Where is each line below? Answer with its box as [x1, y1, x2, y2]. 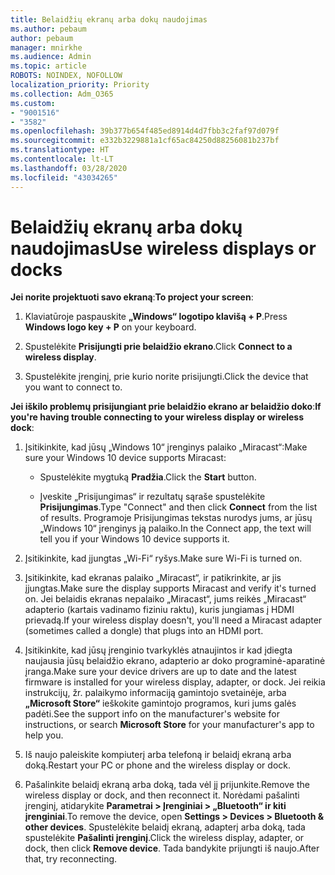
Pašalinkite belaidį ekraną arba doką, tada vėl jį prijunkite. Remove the [24, 779, 310, 791]
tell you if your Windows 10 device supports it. [39, 533, 230, 545]
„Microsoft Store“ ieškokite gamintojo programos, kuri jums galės [24, 697, 297, 710]
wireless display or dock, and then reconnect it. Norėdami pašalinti [24, 789, 300, 801]
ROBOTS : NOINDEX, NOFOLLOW [10, 71, 123, 81]
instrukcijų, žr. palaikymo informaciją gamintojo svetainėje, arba [24, 687, 287, 699]
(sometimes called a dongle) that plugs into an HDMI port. [24, 625, 264, 637]
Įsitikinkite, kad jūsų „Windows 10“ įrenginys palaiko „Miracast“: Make [24, 441, 308, 453]
